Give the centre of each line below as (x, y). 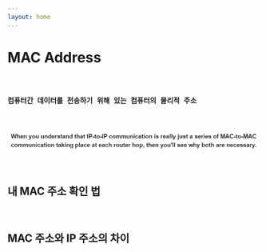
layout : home (29, 17)
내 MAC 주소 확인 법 (54, 192)
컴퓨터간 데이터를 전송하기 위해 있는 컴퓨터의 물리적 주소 (102, 101)
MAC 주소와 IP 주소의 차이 (68, 238)
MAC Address (54, 57)
